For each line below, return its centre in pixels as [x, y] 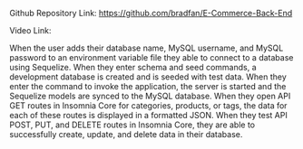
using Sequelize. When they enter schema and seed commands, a [133, 67]
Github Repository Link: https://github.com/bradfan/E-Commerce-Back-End [151, 13]
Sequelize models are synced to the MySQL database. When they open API [150, 96]
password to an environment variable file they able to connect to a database [151, 57]
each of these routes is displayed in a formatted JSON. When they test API [148, 115]
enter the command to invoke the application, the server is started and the [148, 86]
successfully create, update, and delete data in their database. [126, 134]
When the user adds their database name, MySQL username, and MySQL [147, 48]
